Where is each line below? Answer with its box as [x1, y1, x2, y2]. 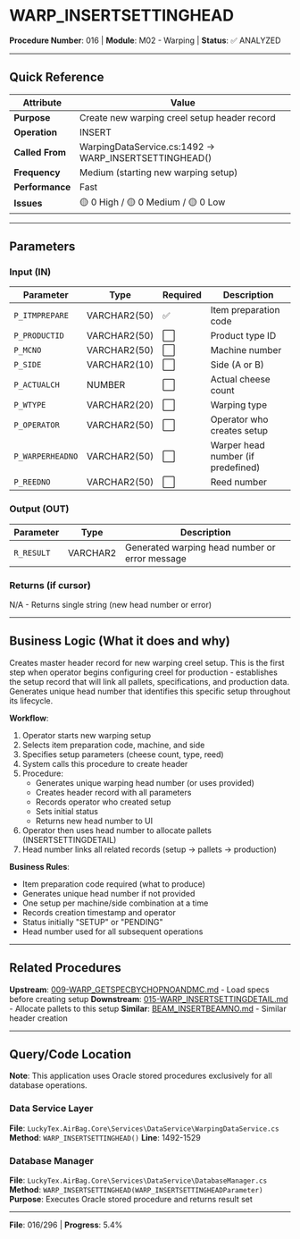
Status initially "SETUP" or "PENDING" [21, 916, 163, 927]
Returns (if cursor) [9, 578, 91, 591]
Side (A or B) [210, 358, 265, 371]
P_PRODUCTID [13, 331, 65, 341]
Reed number [210, 476, 268, 488]
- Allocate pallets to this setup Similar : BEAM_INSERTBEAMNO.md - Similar [9, 1003, 287, 1014]
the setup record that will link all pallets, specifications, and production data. [9, 676, 290, 687]
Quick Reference [9, 70, 104, 85]
